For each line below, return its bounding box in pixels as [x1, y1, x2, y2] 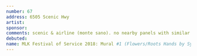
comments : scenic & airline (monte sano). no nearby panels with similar [6, 30, 191, 36]
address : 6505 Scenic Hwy [6, 14, 69, 20]
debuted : [6, 36, 28, 41]
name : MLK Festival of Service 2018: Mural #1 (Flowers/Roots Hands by [6, 41, 185, 47]
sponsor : [6, 24, 28, 31]
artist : [6, 19, 25, 25]
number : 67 [6, 8, 33, 15]
